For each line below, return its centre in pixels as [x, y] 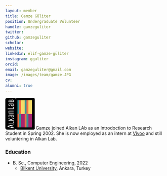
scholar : [14, 43]
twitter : [14, 32]
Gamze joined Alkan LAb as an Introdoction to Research [94, 128]
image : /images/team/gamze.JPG [38, 75]
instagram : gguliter [27, 59]
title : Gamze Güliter [28, 16]
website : [14, 48]
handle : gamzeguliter [28, 27]
